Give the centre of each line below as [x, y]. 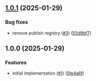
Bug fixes [17, 22]
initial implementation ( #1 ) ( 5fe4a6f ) [48, 73]
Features [16, 62]
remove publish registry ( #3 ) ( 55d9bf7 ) [52, 33]
